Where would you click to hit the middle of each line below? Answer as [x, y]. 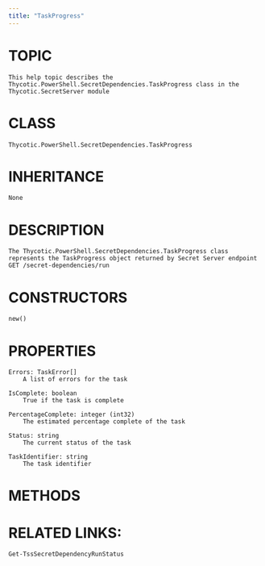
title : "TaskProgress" [46, 16]
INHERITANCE [56, 176]
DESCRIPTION [56, 230]
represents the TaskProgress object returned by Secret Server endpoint [133, 259]
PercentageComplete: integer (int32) [72, 415]
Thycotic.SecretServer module [59, 91]
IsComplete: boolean [43, 393]
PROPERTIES [52, 351]
